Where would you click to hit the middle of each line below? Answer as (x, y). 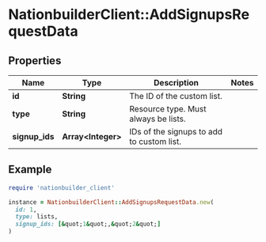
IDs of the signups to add (176, 132)
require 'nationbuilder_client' (61, 187)
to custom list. (156, 142)
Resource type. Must (168, 109)
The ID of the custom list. (176, 96)
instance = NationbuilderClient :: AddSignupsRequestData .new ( (111, 202)
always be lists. (158, 119)
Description (177, 83)
